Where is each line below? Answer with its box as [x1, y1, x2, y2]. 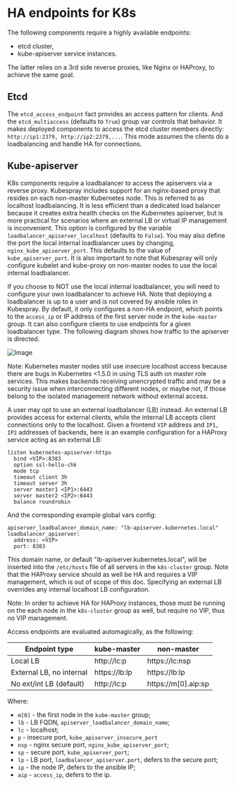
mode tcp [13, 467, 39, 475]
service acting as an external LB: [7, 435, 102, 444]
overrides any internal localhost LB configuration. [7, 585, 150, 593]
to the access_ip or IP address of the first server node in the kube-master [7, 312, 218, 320]
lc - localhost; [17, 725, 59, 734]
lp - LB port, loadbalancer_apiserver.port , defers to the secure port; [17, 755, 218, 763]
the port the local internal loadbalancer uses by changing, [7, 238, 175, 247]
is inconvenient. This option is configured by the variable [7, 223, 172, 232]
